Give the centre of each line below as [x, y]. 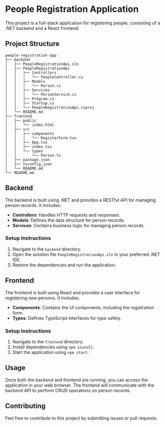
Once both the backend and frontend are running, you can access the [77, 380]
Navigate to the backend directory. [47, 249]
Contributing [25, 406]
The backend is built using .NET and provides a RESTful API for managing [81, 200]
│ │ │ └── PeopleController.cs [44, 77]
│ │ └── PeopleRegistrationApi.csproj [50, 107]
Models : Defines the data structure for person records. [69, 220]
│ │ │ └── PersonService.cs [41, 94]
